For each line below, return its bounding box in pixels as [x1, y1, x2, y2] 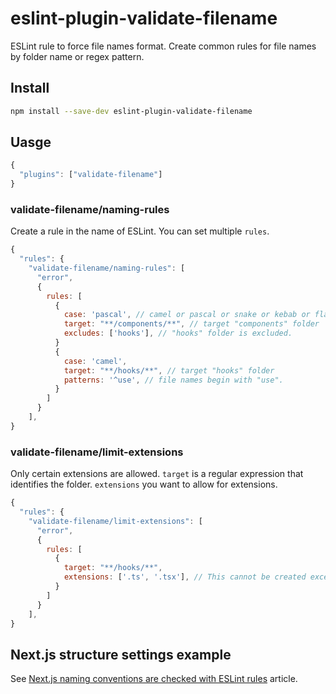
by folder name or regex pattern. [10, 50, 145, 62]
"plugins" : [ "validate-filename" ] [19, 170, 163, 180]
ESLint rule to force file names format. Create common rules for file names [10, 40, 317, 52]
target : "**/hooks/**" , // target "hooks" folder [63, 365, 275, 376]
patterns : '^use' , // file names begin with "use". [63, 375, 284, 385]
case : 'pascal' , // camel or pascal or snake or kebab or [63, 310, 311, 320]
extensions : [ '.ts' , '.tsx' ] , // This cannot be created [63, 572, 307, 582]
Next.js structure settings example [10, 646, 232, 663]
